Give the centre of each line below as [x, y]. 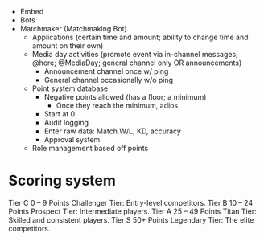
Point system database [70, 88]
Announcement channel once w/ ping [106, 71]
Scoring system [62, 181]
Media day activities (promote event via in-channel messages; [135, 54]
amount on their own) [68, 46]
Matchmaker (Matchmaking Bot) [73, 29]
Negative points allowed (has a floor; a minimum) [125, 97]
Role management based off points [90, 148]
